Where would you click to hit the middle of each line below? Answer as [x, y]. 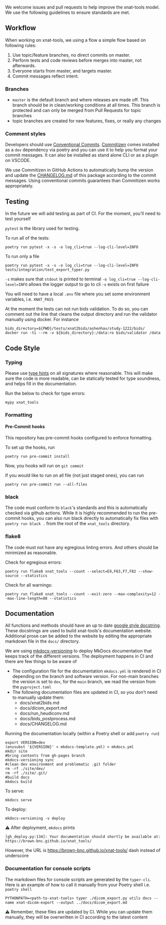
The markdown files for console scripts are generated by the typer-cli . [78, 879]
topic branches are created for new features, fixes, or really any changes [87, 121]
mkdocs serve [19, 800]
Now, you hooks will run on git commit [44, 466]
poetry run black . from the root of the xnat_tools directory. [68, 523]
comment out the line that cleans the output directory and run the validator [81, 314]
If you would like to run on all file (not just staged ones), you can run [75, 475]
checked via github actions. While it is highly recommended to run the [76, 513]
